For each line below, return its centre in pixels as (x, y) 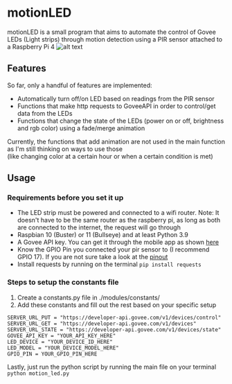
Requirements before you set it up (65, 198)
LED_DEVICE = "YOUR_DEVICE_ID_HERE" (60, 342)
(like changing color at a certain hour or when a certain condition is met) (110, 156)
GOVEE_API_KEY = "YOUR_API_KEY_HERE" (62, 335)
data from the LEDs (45, 113)
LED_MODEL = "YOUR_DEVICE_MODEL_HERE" (63, 348)
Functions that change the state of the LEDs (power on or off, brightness (121, 121)
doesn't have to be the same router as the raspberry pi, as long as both (118, 220)
